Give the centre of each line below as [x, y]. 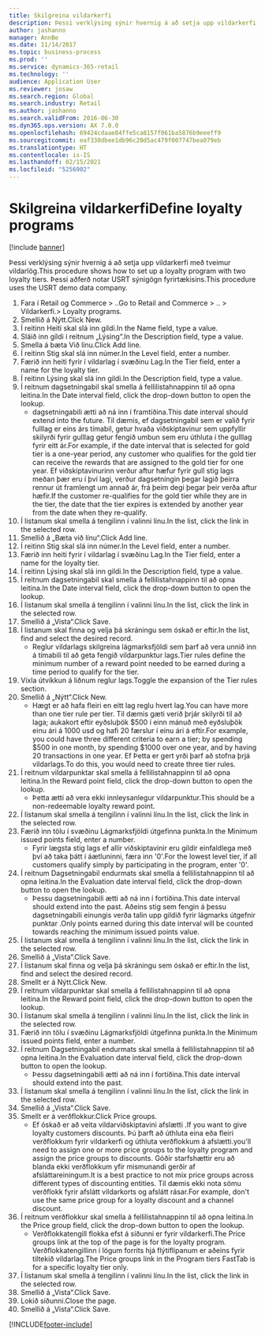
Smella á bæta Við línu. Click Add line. [81, 345]
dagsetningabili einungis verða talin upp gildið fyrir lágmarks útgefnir [144, 915]
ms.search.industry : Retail [55, 103]
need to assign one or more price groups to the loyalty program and [142, 1150]
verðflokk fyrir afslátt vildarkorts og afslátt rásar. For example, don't [141, 1192]
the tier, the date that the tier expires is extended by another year [138, 504]
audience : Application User [55, 81]
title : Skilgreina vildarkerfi [60, 15]
